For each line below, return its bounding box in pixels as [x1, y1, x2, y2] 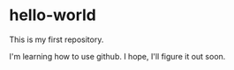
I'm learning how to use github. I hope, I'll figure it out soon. [9, 51, 226, 61]
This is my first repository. [9, 34, 104, 45]
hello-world [9, 5, 97, 25]
